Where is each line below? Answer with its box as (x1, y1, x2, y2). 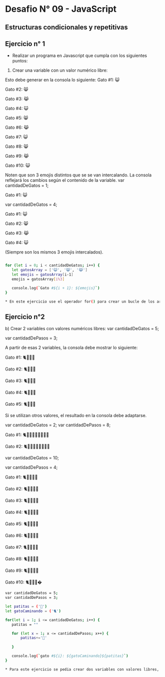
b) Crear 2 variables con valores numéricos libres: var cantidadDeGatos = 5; (5, 326, 159, 332)
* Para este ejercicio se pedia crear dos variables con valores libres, (5, 667, 160, 672)
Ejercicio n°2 (5, 312, 45, 321)
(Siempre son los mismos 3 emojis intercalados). (5, 249, 104, 255)
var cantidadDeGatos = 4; (5, 201, 57, 207)
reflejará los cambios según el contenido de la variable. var (5, 177, 125, 183)
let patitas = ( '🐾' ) (5, 604, 48, 609)
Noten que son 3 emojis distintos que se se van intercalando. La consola (5, 172, 152, 178)
